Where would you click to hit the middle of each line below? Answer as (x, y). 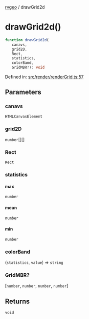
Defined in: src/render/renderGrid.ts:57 (44, 77)
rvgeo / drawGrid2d (25, 7)
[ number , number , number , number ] (37, 286)
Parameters (23, 92)
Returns (18, 301)
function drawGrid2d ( (27, 40)
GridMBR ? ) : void (28, 68)
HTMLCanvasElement (24, 116)
